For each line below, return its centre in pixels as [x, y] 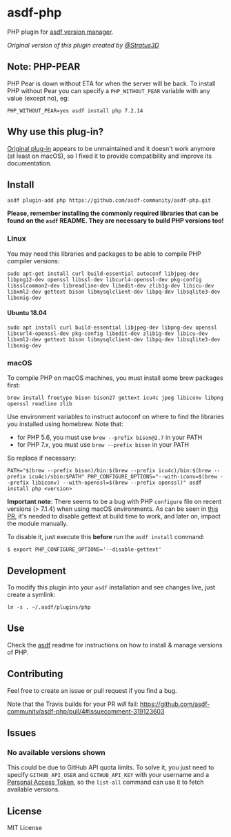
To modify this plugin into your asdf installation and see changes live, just [111, 587]
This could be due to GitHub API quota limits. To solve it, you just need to [111, 767]
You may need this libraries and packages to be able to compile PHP [104, 254]
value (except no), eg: [38, 98]
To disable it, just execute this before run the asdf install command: [106, 537]
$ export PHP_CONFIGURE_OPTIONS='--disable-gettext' [84, 549]
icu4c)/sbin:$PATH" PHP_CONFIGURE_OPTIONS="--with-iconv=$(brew [123, 477]
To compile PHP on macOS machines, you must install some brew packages [115, 378]
